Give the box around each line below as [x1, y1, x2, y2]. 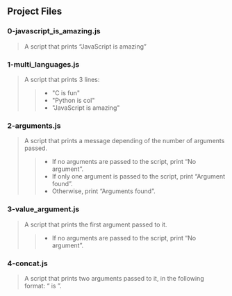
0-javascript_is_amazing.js [7, 26, 101, 36]
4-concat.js [7, 258, 48, 268]
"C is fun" [51, 88, 81, 97]
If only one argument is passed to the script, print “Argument [51, 172, 226, 181]
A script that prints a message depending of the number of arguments [24, 137, 225, 145]
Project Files [7, 6, 63, 17]
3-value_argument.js [7, 204, 80, 214]
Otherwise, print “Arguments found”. [51, 187, 156, 195]
